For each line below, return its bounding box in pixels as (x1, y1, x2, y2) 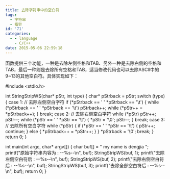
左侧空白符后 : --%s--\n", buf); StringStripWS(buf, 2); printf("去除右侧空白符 (5, 156, 164, 162)
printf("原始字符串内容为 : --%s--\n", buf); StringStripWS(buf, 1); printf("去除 (5, 149, 165, 156)
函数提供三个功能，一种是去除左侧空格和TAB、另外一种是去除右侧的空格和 (5, 60, 162, 66)
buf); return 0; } (13, 168, 47, 174)
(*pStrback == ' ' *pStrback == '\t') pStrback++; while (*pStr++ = (5, 105, 143, 111)
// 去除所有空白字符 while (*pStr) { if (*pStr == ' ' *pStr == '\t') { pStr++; (5, 122, 155, 129)
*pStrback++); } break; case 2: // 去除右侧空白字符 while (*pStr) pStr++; (5, 111, 157, 117)
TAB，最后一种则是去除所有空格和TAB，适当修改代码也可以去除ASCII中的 (5, 66, 159, 72)
